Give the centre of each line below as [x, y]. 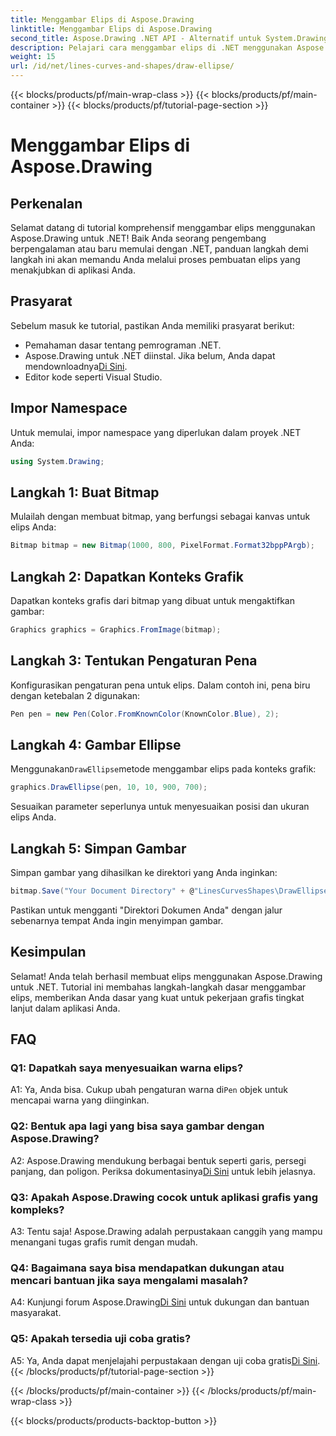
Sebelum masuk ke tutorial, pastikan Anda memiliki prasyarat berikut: [152, 325]
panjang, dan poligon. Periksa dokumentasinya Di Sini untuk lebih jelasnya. [163, 1171]
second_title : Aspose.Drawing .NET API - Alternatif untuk [136, 38]
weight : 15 [33, 57]
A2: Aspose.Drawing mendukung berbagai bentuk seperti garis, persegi [158, 1160]
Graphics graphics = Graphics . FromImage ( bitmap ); [116, 630]
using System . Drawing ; [57, 461]
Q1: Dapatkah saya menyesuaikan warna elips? [127, 1068]
